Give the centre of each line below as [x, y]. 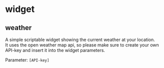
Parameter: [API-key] [27, 60]
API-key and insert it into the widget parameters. [55, 50]
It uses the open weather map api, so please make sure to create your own [82, 45]
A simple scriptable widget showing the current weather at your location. [80, 39]
